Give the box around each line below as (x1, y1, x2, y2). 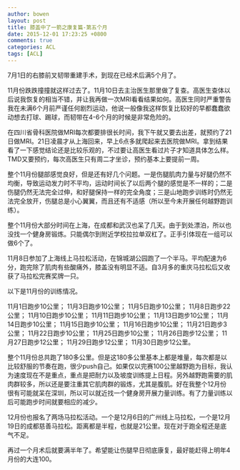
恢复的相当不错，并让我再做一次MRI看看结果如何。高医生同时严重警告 (26, 94, 232, 104)
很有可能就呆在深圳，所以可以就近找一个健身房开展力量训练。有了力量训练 (7, 389, 226, 397)
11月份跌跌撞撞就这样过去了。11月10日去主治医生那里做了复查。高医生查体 (7, 86, 225, 94)
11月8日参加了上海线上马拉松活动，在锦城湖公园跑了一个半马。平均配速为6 (7, 254, 227, 262)
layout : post (7, 17, 46, 24)
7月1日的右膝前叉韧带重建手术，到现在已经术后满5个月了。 (7, 71, 180, 79)
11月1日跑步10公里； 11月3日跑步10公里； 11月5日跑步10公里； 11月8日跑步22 (7, 301, 231, 311)
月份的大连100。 (7, 454, 56, 463)
